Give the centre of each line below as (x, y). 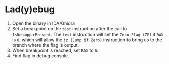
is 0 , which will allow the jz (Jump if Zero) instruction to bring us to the (87, 40)
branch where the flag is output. (46, 45)
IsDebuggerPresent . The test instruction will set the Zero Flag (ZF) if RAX (88, 34)
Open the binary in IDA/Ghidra (44, 23)
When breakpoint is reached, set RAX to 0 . (55, 50)
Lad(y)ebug (30, 9)
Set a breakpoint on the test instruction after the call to (70, 28)
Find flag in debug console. (40, 56)
